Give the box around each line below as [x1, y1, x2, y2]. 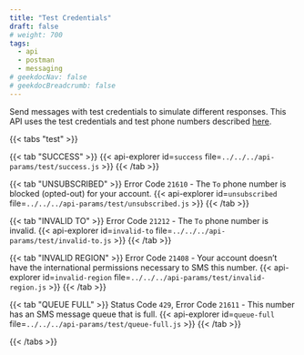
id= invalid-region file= [42, 271, 132, 282]
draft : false [9, 22, 59, 31]
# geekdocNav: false [9, 73, 88, 82]
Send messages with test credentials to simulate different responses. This [9, 106, 287, 117]
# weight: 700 [9, 30, 64, 39]
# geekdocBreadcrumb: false [9, 81, 117, 90]
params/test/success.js [9, 162, 100, 171]
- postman [17, 56, 55, 65]
